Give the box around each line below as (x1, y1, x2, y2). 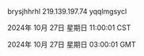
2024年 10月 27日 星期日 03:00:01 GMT (7, 39, 136, 49)
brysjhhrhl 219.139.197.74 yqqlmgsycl (7, 7, 127, 16)
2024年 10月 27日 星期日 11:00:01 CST (7, 23, 131, 32)
